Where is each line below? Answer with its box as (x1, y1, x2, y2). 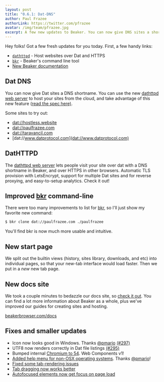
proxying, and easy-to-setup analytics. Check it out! (5, 178, 110, 184)
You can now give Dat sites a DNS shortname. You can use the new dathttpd (5, 90, 159, 96)
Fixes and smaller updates (5, 327, 87, 335)
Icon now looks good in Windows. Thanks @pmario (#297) (12, 340, 130, 346)
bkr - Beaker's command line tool (12, 58, 80, 64)
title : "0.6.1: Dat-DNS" (5, 12, 56, 17)
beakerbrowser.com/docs (5, 313, 57, 318)
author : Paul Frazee (5, 16, 47, 21)
